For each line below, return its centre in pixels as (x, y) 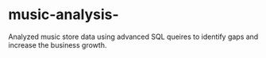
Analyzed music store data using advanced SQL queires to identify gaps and (133, 37)
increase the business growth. (58, 44)
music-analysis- (64, 15)
